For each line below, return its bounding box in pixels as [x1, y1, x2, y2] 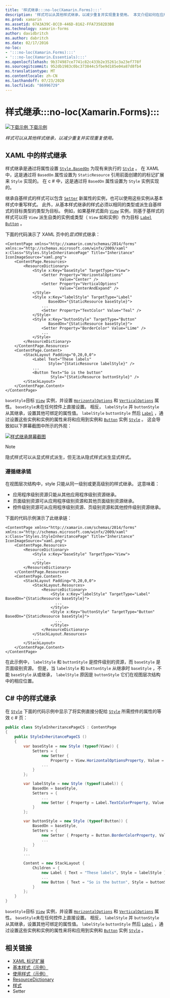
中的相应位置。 [5, 678, 36, 684]
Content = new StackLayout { [23, 861, 85, 866]
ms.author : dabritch [5, 36, 49, 41]
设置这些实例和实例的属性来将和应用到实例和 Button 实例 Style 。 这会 [9, 416, 156, 422]
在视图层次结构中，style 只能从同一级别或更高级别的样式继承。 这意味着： [5, 480, 160, 487]
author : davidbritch [5, 31, 49, 36]
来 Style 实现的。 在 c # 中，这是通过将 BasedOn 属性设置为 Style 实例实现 [5, 178, 159, 184]
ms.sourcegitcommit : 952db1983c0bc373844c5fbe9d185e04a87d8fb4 [5, 64, 142, 69]
